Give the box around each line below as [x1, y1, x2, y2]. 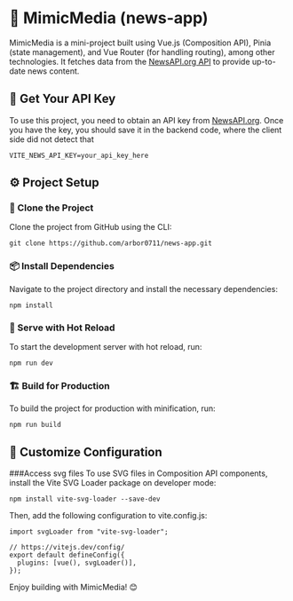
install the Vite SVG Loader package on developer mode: [9, 478, 217, 488]
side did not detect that [9, 133, 95, 145]
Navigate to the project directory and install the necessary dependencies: [9, 283, 278, 294]
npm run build [9, 421, 62, 430]
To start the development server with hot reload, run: [9, 342, 202, 352]
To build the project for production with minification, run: [9, 403, 216, 414]
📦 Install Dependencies [9, 260, 115, 273]
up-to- [251, 56, 277, 67]
